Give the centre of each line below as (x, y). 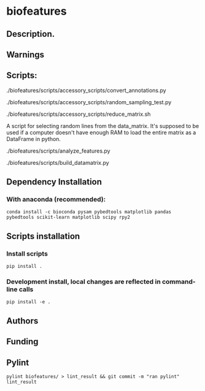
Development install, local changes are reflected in (83, 282)
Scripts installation (43, 236)
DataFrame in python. (34, 139)
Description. (31, 34)
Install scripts (27, 254)
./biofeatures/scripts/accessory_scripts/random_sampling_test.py (89, 102)
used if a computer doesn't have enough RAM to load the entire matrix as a (101, 132)
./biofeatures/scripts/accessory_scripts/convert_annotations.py (87, 90)
